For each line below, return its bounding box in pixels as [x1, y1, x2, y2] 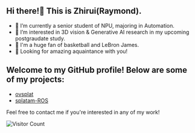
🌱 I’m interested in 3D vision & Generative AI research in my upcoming [14, 28, 190, 36]
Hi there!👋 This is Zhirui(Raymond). [6, 6, 142, 16]
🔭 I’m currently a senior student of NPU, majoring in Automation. [14, 22, 175, 29]
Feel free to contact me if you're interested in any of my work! [6, 108, 160, 116]
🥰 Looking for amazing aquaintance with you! [14, 48, 128, 55]
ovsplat [14, 90, 34, 97]
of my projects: [6, 75, 65, 85]
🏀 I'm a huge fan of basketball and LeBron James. [14, 41, 139, 48]
